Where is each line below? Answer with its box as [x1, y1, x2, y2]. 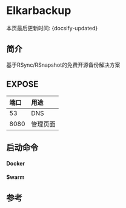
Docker [6, 159, 25, 167]
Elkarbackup [6, 4, 71, 18]
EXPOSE [6, 79, 39, 90]
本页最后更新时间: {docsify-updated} [6, 24, 98, 32]
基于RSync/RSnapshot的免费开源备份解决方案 [6, 61, 121, 69]
